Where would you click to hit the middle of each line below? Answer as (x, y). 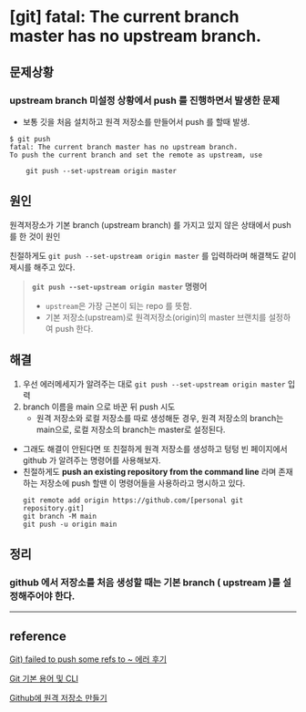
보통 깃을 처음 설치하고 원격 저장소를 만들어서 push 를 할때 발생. (136, 121)
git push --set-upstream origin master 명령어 (119, 286)
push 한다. (74, 328)
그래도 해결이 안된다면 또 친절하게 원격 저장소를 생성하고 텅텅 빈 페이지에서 (155, 449)
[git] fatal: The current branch (124, 17)
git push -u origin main (70, 524)
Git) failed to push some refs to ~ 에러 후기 (88, 659)
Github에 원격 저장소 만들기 (58, 698)
